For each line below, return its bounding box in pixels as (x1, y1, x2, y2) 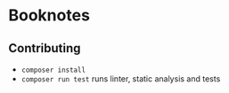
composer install (20, 66, 86, 74)
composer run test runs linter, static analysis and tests (20, 74, 221, 84)
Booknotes (8, 5, 91, 26)
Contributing (8, 41, 81, 56)
